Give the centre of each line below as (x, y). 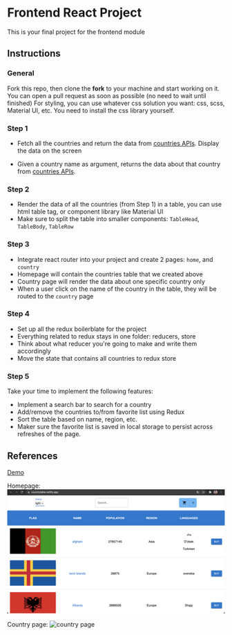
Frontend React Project (75, 13)
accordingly (34, 351)
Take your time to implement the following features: (80, 391)
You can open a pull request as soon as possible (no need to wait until (107, 95)
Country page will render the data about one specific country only (111, 281)
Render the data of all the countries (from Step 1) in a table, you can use (119, 205)
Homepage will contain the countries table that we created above (110, 274)
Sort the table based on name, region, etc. (77, 419)
